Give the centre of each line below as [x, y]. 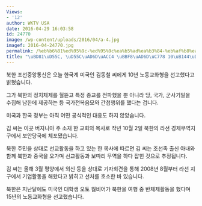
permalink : [20, 51]
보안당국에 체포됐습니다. [50, 136]
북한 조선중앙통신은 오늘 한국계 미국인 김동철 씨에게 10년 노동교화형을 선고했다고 [100, 74]
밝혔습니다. [19, 82]
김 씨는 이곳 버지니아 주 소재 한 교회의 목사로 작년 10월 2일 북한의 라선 [88, 128]
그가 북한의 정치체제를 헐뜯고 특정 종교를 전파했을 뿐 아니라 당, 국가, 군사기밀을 [98, 95]
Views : [14, 12]
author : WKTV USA [28, 23]
